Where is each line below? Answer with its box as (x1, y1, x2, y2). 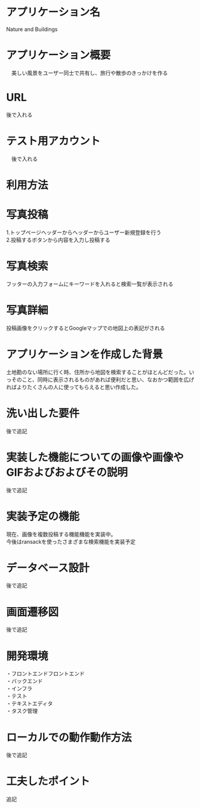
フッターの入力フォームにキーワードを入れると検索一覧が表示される (6, 280, 174, 287)
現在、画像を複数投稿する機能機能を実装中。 (6, 530, 116, 538)
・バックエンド (6, 678, 43, 685)
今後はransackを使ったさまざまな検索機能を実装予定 (6, 538, 136, 545)
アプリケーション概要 (6, 48, 111, 62)
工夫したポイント (6, 775, 91, 788)
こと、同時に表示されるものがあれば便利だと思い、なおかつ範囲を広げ (21, 376, 195, 383)
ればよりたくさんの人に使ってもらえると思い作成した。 (6, 383, 141, 390)
